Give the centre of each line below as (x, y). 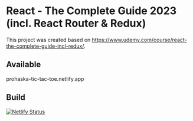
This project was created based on (48, 40)
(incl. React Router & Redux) (76, 23)
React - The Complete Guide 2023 (91, 11)
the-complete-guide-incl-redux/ (45, 46)
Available (24, 65)
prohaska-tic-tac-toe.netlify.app (45, 79)
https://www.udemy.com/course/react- (139, 40)
